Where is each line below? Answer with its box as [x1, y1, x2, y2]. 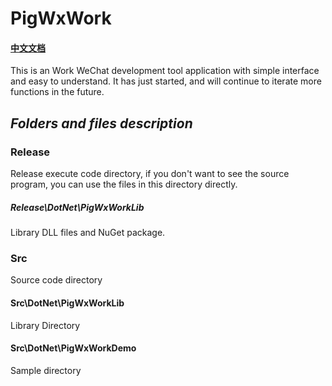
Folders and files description [10, 115, 193, 132]
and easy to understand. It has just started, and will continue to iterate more [10, 75, 322, 87]
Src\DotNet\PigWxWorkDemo [10, 342, 137, 354]
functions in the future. [10, 86, 105, 98]
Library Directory [10, 319, 81, 331]
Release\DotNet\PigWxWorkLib [10, 201, 145, 213]
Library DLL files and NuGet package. [10, 227, 166, 239]
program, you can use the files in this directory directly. [10, 178, 238, 191]
